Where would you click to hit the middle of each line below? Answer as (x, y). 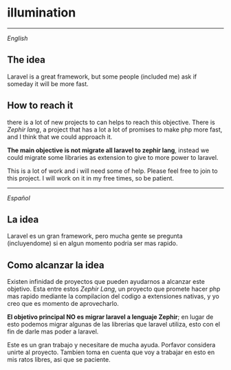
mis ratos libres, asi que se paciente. (59, 360)
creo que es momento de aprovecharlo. (63, 304)
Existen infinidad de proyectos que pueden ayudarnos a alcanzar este (106, 282)
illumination (42, 13)
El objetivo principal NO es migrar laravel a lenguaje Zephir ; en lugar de (110, 317)
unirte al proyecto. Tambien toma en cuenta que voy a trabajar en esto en (111, 352)
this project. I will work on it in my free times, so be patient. (90, 178)
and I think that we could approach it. (60, 136)
